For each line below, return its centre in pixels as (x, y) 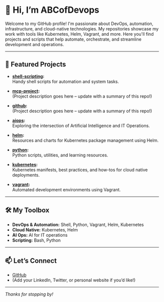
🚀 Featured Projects (36, 64)
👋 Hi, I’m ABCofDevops (52, 10)
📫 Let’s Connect (31, 261)
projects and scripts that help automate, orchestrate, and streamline (73, 39)
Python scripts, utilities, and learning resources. (60, 155)
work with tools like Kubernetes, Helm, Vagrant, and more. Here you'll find (79, 34)
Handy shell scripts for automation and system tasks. (66, 81)
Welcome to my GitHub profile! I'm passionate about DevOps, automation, (79, 24)
